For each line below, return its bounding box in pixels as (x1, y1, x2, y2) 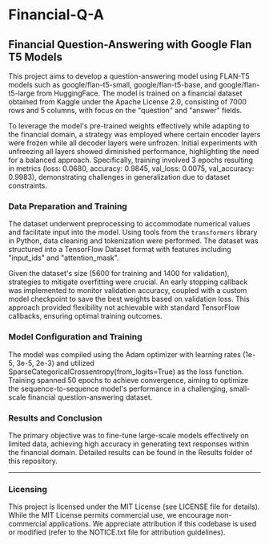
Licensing (8, 483, 48, 494)
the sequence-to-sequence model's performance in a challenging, (8, 384, 228, 393)
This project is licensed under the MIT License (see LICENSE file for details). (8, 502, 260, 511)
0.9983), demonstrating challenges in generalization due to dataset (8, 173, 231, 181)
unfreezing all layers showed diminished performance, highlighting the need (8, 147, 259, 156)
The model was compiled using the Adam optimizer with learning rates (8, 349, 242, 359)
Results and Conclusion (8, 412, 102, 423)
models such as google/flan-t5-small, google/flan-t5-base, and (8, 80, 218, 89)
